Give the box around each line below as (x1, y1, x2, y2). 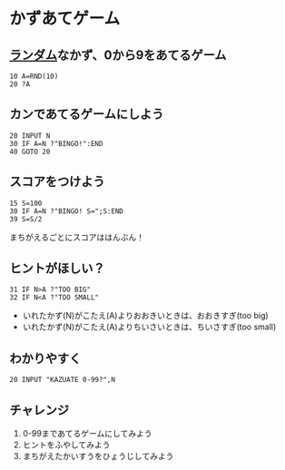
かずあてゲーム (9, 8, 121, 29)
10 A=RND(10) (9, 72, 59, 81)
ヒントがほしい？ (9, 260, 105, 277)
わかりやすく (9, 350, 82, 366)
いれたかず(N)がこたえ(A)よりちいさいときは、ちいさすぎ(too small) (22, 321, 277, 332)
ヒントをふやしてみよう (22, 439, 111, 450)
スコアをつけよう (9, 174, 105, 190)
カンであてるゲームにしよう (9, 106, 164, 122)
